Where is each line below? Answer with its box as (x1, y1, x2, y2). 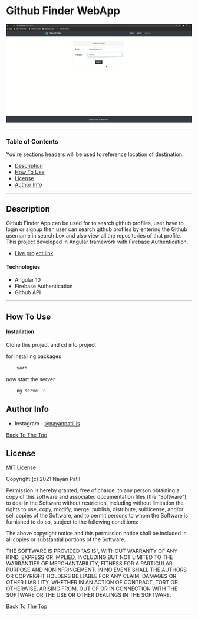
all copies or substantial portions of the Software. (6, 536, 126, 543)
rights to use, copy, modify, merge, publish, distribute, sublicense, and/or (6, 506, 184, 513)
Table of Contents (6, 137, 59, 145)
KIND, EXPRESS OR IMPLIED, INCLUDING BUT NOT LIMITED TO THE (6, 554, 173, 561)
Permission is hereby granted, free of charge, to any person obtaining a (6, 487, 180, 494)
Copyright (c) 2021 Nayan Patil (6, 476, 81, 483)
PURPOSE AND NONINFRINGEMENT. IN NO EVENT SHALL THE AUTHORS (6, 566, 187, 574)
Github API (14, 289, 41, 296)
